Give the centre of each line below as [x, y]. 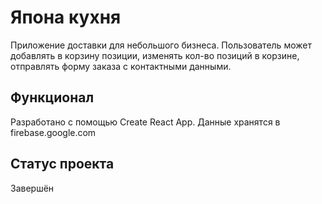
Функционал [52, 97]
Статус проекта [62, 164]
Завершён [32, 188]
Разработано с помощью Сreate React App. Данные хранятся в [145, 122]
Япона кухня [66, 17]
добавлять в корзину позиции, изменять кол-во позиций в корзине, [155, 55]
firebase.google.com [53, 132]
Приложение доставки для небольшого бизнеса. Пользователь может [161, 45]
